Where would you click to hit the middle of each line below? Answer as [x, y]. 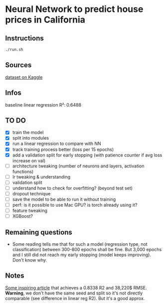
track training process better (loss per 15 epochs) [63, 149]
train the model [28, 133]
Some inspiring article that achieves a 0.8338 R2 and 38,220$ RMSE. [76, 288]
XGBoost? [23, 216]
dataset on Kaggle [24, 77]
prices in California [45, 20]
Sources [18, 65]
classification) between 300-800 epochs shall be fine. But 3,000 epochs [87, 249]
